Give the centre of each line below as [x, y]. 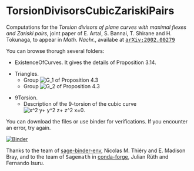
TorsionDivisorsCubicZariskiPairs [90, 11]
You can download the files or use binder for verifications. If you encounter [97, 121]
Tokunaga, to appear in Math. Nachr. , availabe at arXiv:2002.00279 [91, 39]
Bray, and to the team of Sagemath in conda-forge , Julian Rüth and [87, 156]
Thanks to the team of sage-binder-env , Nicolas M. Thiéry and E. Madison [96, 150]
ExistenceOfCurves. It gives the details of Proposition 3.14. [86, 62]
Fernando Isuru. [25, 163]
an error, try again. [29, 128]
